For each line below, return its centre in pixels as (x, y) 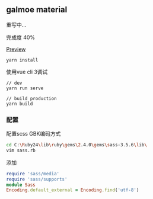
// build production (32, 98)
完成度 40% (21, 37)
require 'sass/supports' (37, 179)
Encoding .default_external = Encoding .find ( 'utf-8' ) (73, 190)
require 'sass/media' (33, 174)
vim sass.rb (21, 150)
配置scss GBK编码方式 (34, 134)
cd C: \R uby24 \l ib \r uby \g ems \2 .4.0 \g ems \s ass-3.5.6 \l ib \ (76, 145)
